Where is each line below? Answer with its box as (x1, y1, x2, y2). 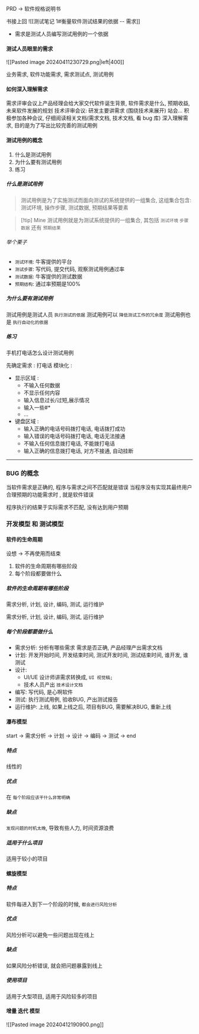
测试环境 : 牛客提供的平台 (14, 258, 72, 265)
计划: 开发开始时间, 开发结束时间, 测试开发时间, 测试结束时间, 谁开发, (14, 651, 182, 659)
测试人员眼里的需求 (6, 45, 53, 52)
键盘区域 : (14, 417, 39, 425)
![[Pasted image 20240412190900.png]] (6, 1021, 104, 1028)
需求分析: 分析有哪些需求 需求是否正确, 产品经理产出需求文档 (14, 644, 163, 651)
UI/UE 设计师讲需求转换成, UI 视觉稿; (23, 674, 113, 681)
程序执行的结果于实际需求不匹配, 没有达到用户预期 (6, 504, 129, 511)
